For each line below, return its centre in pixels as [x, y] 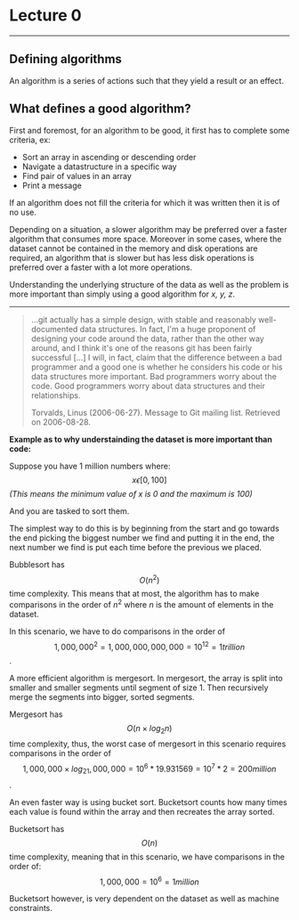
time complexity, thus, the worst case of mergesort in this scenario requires [148, 744]
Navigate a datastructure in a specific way [99, 167]
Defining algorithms [66, 59]
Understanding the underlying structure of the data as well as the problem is [149, 284]
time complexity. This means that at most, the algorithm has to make [134, 594]
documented [54, 329]
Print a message [52, 185]
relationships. [56, 395]
